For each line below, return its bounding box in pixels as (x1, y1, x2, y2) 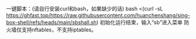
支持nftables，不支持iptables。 (21, 26, 97, 33)
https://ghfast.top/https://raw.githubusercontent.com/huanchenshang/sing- (6, 12, 191, 19)
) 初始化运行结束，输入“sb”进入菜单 (96, 19, 183, 25)
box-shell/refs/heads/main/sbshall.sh (6, 19, 97, 25)
